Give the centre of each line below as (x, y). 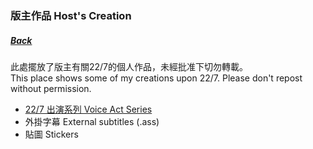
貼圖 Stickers (51, 134)
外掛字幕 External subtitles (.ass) (92, 121)
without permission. (51, 88)
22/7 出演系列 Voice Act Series (88, 109)
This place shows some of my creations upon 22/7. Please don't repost (156, 78)
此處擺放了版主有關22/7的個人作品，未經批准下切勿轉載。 (129, 66)
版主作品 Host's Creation (71, 15)
